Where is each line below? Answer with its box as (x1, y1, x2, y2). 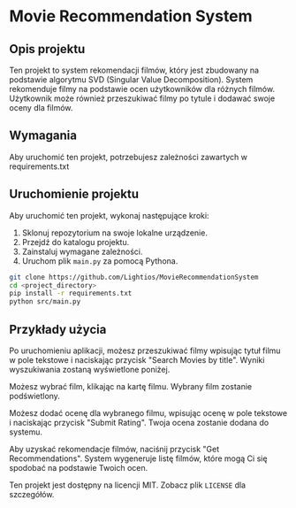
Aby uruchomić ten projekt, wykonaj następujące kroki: (9, 210, 209, 220)
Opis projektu (9, 42, 86, 57)
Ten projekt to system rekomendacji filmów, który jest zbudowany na (9, 65, 259, 75)
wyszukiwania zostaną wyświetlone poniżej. (9, 364, 171, 374)
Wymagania (9, 128, 78, 143)
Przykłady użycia (9, 321, 107, 337)
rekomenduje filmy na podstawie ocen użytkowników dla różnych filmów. (9, 84, 276, 94)
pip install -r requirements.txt (9, 289, 133, 298)
